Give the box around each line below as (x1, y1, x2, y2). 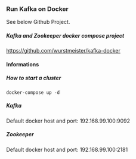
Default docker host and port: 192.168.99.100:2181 (6, 146, 128, 153)
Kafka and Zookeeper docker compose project (6, 32, 125, 39)
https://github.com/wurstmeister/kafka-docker (6, 47, 121, 54)
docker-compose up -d (6, 89, 60, 96)
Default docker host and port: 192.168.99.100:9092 (6, 117, 130, 124)
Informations (6, 60, 39, 68)
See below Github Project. (6, 19, 70, 26)
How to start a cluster (6, 74, 61, 82)
